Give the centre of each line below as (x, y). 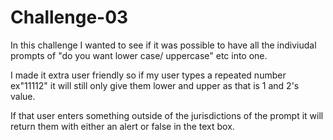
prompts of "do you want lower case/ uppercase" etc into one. (139, 55)
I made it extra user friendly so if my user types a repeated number (148, 75)
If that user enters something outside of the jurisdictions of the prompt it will (167, 115)
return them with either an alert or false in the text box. (122, 126)
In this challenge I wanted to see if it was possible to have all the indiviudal (163, 45)
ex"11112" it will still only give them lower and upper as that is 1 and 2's (155, 85)
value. (23, 96)
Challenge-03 (69, 17)
